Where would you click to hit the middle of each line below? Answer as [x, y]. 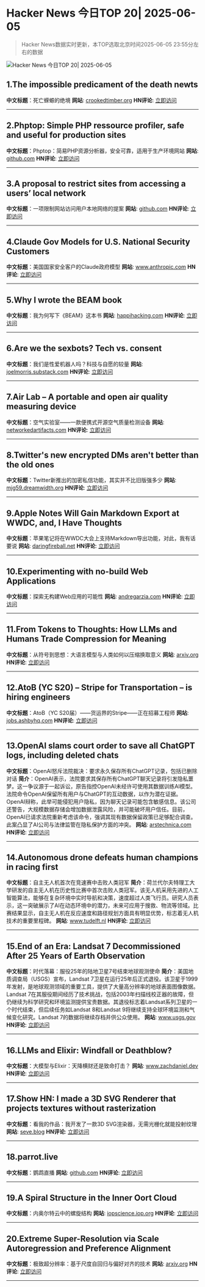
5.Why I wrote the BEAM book [64, 300]
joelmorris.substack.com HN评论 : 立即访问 [60, 371]
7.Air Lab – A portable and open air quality [87, 397]
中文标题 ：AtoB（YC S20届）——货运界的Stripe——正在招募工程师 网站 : [98, 712]
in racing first [32, 867]
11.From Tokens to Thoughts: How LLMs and [92, 629]
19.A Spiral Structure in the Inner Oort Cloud [92, 1198]
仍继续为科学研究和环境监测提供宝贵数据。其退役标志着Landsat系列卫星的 [99, 1002]
